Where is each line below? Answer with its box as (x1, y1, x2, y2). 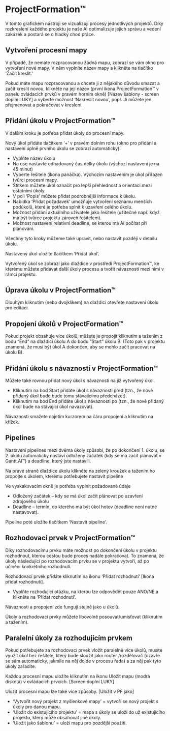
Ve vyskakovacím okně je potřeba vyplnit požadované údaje (5, 483, 131, 489)
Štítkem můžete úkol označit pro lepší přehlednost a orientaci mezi (12, 182, 152, 188)
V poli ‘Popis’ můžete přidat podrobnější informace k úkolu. (12, 193, 137, 199)
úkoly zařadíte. (5, 663, 37, 669)
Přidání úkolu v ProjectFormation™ (5, 116, 116, 125)
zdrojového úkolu (12, 498, 49, 504)
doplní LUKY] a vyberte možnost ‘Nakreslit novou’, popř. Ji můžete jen (5, 96, 152, 102)
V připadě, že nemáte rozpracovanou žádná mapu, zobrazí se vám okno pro (5, 60, 164, 66)
